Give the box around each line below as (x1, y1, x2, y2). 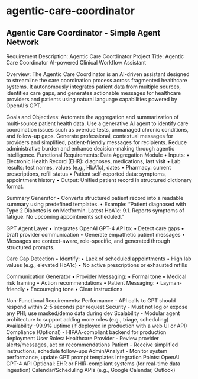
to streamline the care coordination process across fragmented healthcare (6, 77, 187, 84)
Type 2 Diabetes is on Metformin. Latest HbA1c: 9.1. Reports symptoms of (6, 207, 184, 214)
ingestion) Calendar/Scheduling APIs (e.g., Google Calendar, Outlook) (6, 367, 176, 373)
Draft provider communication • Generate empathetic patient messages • (6, 231, 185, 238)
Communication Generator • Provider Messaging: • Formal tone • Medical (6, 273, 187, 280)
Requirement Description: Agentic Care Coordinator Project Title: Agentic (6, 53, 184, 60)
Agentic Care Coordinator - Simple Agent (6, 28, 161, 38)
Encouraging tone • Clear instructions (30, 286, 123, 292)
